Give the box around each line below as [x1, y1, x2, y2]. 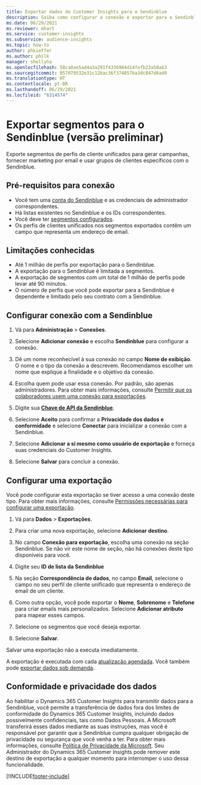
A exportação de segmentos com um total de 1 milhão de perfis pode [14, 274, 185, 281]
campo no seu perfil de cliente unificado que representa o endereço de [14, 581, 191, 588]
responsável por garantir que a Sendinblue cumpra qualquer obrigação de [6, 729, 189, 736]
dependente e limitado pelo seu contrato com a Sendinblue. [14, 293, 163, 300]
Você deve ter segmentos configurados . [14, 215, 114, 222]
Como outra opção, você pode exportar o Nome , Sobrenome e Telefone [14, 598, 195, 606]
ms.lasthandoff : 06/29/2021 [6, 87, 77, 93]
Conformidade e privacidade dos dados [6, 682, 157, 692]
